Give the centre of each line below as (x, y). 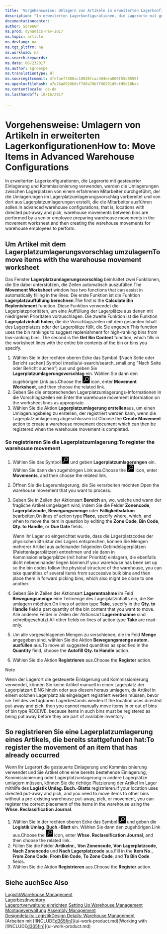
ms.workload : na (22, 52)
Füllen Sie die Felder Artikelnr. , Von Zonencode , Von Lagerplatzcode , (85, 846)
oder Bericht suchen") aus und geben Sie (55, 369)
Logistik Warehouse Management (39, 895)
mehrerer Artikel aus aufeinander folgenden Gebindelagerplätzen (79, 547)
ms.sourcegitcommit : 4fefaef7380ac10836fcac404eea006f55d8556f (72, 79)
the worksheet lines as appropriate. (49, 403)
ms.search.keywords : (27, 58)
